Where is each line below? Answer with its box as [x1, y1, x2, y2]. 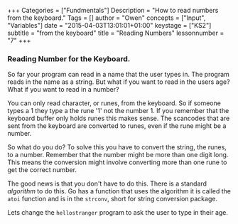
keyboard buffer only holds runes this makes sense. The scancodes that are [7, 114, 230, 123]
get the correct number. [7, 166, 77, 174]
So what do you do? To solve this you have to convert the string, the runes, [7, 143, 227, 151]
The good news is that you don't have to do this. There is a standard [7, 179, 207, 188]
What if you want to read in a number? [7, 85, 119, 94]
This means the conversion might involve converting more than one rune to [7, 158, 227, 166]
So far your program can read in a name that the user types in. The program [7, 70, 229, 79]
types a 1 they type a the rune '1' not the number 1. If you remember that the [7, 107, 229, 115]
